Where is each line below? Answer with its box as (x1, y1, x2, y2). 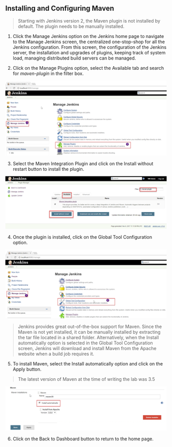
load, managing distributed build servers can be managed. (12, 55, 136, 61)
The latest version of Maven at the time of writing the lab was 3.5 (17, 376, 155, 382)
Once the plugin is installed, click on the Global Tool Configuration (12, 234, 153, 240)
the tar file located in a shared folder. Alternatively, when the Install (17, 335, 159, 341)
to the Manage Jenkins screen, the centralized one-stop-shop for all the (12, 38, 165, 45)
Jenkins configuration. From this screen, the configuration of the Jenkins (12, 44, 167, 50)
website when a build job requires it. (17, 351, 95, 357)
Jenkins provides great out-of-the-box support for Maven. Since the (17, 323, 162, 330)
